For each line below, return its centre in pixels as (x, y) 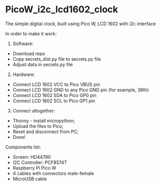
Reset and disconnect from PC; (45, 132)
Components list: (23, 147)
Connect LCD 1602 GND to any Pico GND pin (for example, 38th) (81, 90)
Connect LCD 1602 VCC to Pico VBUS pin (56, 84)
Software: (23, 43)
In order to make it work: (31, 33)
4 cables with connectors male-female (53, 173)
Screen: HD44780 (32, 157)
